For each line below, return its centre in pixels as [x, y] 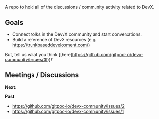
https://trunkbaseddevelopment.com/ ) [51, 45]
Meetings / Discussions [42, 75]
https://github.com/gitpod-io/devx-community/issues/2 [68, 106]
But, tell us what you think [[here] [39, 54]
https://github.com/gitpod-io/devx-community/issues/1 [68, 111]
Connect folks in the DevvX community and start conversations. [77, 34]
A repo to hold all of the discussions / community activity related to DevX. [79, 7]
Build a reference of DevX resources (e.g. [54, 39]
